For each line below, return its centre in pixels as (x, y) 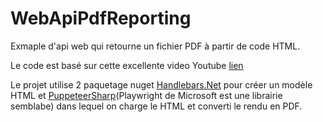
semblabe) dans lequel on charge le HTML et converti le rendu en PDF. (156, 106)
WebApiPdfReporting (101, 18)
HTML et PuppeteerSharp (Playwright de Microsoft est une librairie (146, 95)
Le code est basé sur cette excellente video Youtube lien (127, 65)
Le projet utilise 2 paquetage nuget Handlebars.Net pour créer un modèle (161, 84)
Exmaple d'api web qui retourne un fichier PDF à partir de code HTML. (155, 46)
